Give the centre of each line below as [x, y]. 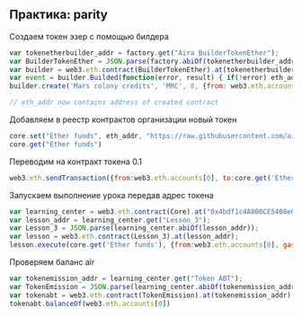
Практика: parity [58, 15]
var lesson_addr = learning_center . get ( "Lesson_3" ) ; [110, 220]
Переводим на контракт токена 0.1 [75, 162]
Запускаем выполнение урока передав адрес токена [111, 195]
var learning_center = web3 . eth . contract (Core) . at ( [108, 211]
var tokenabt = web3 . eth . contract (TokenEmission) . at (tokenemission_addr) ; [152, 295]
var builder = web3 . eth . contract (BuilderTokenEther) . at [116, 70]
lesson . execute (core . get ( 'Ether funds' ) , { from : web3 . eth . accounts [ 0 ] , [144, 245]
